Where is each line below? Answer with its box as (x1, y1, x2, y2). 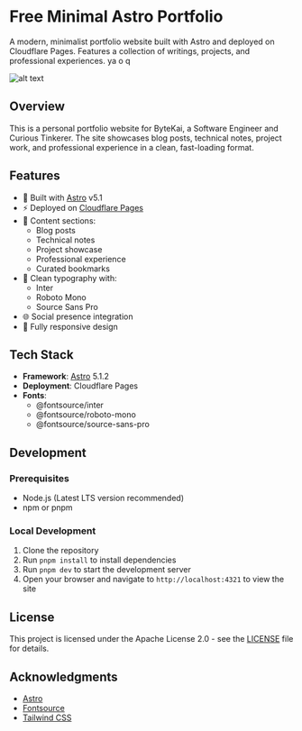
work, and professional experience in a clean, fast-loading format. (9, 142, 254, 152)
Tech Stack (9, 347, 74, 362)
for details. (9, 643, 50, 654)
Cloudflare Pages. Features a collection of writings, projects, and (9, 45, 251, 56)
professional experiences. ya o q (9, 55, 131, 66)
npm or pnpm (22, 502, 74, 513)
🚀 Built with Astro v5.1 (22, 192, 103, 203)
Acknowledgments (9, 669, 119, 684)
